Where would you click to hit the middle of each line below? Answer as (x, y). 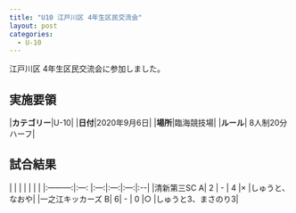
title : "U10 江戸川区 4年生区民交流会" (76, 17)
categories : (31, 34)
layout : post (33, 26)
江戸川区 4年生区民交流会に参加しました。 (87, 69)
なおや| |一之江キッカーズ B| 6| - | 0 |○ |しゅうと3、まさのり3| (124, 199)
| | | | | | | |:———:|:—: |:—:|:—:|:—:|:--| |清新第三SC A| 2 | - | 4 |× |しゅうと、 (149, 187)
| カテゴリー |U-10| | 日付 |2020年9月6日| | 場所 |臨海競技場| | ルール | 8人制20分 (148, 123)
